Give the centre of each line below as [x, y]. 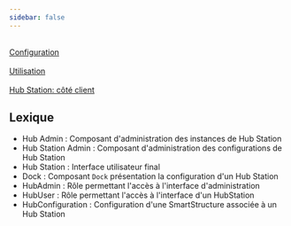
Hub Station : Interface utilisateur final [91, 167]
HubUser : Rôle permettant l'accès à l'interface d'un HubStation [138, 195]
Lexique [32, 117]
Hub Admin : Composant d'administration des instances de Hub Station [152, 139]
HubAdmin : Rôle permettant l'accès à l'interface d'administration [141, 186]
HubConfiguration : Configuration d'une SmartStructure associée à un [149, 205]
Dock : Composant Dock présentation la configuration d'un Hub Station [150, 176]
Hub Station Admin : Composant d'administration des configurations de [152, 148]
